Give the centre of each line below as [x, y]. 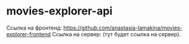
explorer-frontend [29, 34]
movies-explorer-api [60, 11]
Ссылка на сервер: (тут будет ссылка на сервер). [116, 34]
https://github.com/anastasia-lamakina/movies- [123, 28]
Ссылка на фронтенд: [34, 28]
